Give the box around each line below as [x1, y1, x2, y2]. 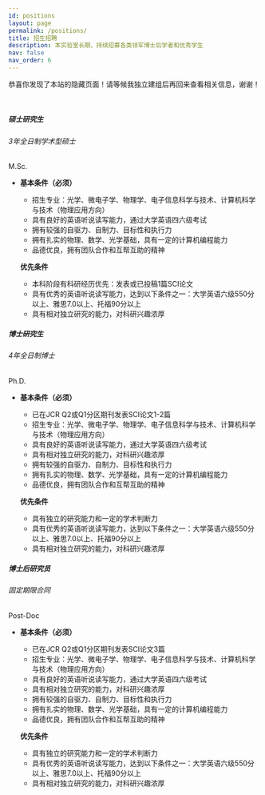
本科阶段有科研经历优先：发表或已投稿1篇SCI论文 [31, 279, 194, 289]
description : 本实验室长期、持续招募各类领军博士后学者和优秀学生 [8, 42, 204, 50]
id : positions [8, 11, 56, 20]
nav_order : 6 [8, 57, 52, 65]
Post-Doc [8, 610, 40, 620]
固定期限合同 [8, 585, 50, 595]
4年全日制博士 [8, 351, 56, 360]
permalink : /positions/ [8, 26, 88, 34]
